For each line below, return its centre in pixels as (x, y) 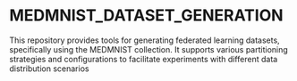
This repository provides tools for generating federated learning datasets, (144, 40)
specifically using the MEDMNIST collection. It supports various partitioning (148, 49)
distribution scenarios (49, 69)
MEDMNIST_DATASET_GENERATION (146, 16)
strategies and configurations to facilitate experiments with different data (144, 59)
